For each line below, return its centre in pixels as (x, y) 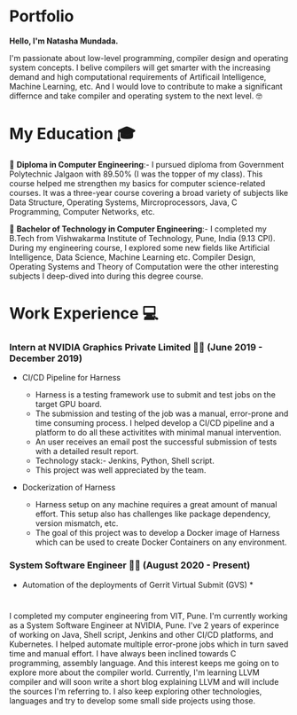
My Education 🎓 (72, 134)
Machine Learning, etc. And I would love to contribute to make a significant (146, 86)
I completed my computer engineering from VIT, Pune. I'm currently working (148, 616)
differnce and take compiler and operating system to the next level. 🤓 (136, 96)
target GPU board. (68, 405)
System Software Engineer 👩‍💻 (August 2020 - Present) (130, 565)
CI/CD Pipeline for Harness (71, 378)
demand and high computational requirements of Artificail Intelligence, (138, 76)
